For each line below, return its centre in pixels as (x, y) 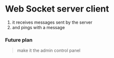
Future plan (19, 40)
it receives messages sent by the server (52, 22)
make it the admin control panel (48, 51)
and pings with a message (38, 27)
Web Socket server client (57, 9)
